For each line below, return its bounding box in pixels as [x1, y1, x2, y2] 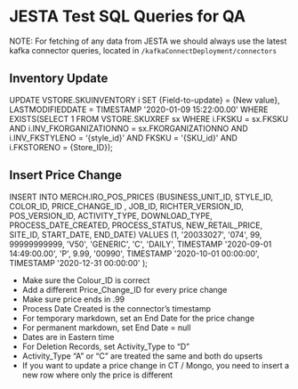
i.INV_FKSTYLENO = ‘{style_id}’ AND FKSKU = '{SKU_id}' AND [9, 132, 238, 143]
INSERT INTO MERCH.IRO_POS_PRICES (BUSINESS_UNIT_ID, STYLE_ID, [9, 191, 273, 202]
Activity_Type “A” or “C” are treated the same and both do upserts [21, 350, 263, 361]
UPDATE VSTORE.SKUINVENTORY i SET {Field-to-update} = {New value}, [9, 94, 280, 105]
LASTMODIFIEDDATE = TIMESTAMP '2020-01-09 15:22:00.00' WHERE [9, 104, 269, 115]
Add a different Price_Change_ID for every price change [21, 284, 228, 295]
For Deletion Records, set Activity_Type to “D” [21, 341, 189, 352]
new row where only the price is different [21, 369, 173, 380]
